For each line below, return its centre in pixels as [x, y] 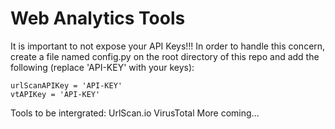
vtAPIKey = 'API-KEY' [55, 94]
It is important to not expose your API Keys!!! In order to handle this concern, [168, 46]
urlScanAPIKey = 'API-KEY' [66, 85]
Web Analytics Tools [98, 18]
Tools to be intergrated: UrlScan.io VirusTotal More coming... [135, 113]
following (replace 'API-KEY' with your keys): [102, 67]
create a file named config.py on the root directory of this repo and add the [165, 56]
